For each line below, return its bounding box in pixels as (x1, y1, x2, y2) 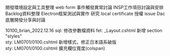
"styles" (5, 33, 22, 39)
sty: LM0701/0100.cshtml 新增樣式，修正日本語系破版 (5, 39, 117, 45)
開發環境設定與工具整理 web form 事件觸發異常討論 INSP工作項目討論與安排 (5, 4, 164, 10)
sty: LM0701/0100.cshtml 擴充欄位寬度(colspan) (5, 45, 106, 51)
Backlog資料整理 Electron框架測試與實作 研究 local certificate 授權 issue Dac (5, 10, 165, 16)
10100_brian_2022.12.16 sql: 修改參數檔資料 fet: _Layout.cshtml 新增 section (5, 27, 162, 33)
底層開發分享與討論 (5, 17, 46, 22)
